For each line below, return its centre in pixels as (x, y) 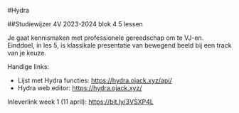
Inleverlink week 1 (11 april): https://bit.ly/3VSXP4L (81, 102)
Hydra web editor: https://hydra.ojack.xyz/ (80, 88)
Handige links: (28, 66)
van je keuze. (27, 53)
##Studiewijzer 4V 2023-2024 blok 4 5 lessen (75, 24)
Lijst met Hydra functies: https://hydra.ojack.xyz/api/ (95, 80)
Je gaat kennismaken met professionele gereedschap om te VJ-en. (106, 38)
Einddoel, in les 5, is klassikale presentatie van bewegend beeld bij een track (119, 45)
